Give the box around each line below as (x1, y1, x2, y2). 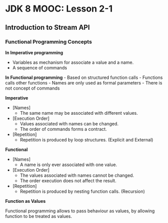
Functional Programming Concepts (5, 38, 92, 45)
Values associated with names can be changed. (20, 120, 119, 126)
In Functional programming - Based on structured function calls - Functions (5, 74, 163, 81)
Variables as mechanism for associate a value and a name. (12, 59, 134, 65)
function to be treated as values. (5, 213, 72, 219)
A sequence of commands (12, 64, 67, 70)
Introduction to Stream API (5, 23, 90, 32)
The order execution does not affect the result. (20, 177, 117, 184)
